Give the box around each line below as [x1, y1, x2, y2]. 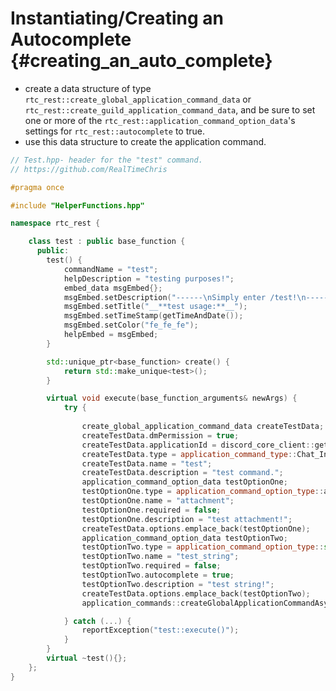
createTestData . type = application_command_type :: [81, 449, 298, 459]
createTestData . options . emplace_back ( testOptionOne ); [81, 523, 311, 534]
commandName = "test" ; [63, 264, 159, 274]
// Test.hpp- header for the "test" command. [10, 155, 203, 165]
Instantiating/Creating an [10, 7, 224, 30]
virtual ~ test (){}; [46, 653, 128, 664]
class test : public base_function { [28, 237, 186, 247]
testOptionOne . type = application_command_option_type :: [81, 487, 325, 497]
